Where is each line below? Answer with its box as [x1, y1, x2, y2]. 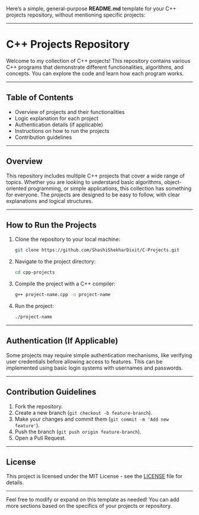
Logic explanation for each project [14, 115, 99, 122]
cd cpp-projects [14, 269, 55, 275]
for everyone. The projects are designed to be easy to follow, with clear [6, 191, 181, 198]
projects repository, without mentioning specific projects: [6, 11, 146, 18]
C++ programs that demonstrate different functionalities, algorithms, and [6, 63, 184, 71]
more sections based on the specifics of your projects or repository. [6, 503, 172, 510]
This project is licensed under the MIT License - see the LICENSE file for [6, 473, 182, 480]
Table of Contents [6, 93, 74, 103]
